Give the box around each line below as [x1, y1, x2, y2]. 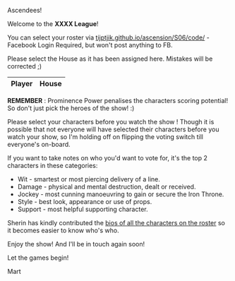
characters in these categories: [7, 162, 98, 169]
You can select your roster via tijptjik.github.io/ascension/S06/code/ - [7, 33, 210, 42]
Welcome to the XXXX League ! [7, 20, 99, 28]
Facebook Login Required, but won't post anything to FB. [7, 41, 173, 49]
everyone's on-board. [7, 140, 71, 148]
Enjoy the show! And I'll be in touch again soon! [7, 240, 145, 248]
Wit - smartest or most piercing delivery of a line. [17, 175, 161, 183]
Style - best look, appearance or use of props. [17, 198, 152, 205]
